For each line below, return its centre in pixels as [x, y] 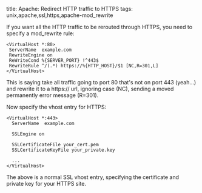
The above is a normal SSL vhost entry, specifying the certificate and [93, 177]
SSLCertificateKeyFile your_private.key [63, 150]
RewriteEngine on [31, 55]
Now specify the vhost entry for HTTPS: [56, 107]
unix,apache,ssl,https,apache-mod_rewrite [60, 15]
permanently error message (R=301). [52, 95]
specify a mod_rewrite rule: [40, 33]
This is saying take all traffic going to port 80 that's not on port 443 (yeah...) [101, 82]
